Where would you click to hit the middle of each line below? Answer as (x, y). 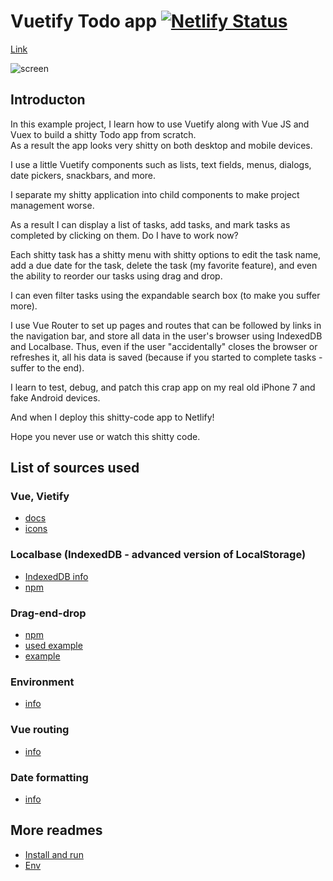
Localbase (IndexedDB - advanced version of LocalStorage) (158, 555)
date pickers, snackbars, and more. (83, 175)
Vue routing (40, 730)
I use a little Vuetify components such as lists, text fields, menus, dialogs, (161, 164)
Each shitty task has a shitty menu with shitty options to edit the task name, (166, 254)
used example (53, 646)
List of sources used (75, 468)
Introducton (48, 100)
